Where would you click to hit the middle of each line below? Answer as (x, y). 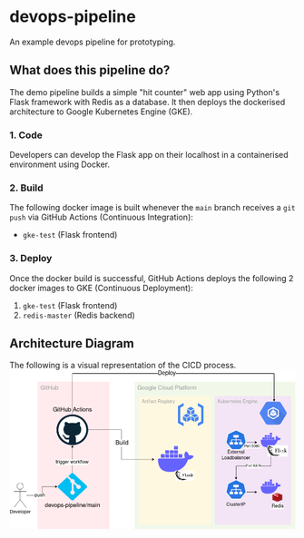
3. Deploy (31, 259)
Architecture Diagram (72, 343)
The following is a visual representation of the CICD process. (123, 366)
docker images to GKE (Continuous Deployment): (101, 288)
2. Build (26, 188)
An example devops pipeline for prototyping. (93, 42)
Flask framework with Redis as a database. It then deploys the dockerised (147, 102)
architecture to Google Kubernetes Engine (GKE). (101, 112)
